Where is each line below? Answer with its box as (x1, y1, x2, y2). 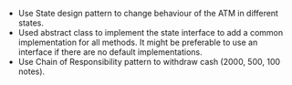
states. (17, 17, 44, 28)
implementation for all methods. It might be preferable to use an (17, 37, 258, 48)
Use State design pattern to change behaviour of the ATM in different (17, 8, 278, 18)
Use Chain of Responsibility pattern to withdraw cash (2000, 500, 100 (17, 57, 281, 67)
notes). (17, 66, 46, 77)
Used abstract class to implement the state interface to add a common (17, 27, 284, 37)
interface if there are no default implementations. (17, 47, 203, 58)
